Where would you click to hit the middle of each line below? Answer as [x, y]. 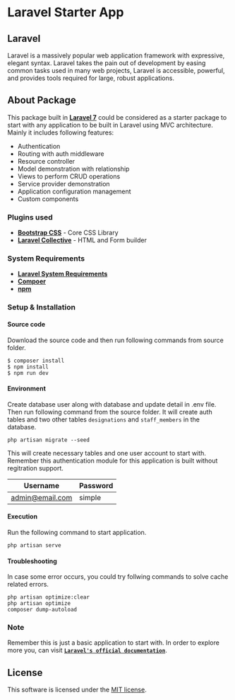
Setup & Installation [42, 307]
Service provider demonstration [64, 184]
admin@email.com [42, 497]
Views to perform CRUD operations [69, 176]
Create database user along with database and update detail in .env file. [112, 404]
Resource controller [46, 161]
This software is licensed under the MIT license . [77, 690]
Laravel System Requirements [62, 274]
